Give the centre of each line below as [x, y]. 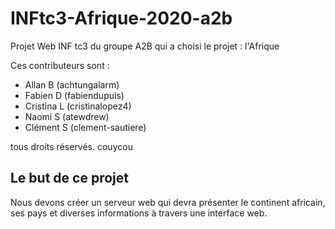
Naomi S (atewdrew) [67, 116]
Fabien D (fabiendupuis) [74, 95]
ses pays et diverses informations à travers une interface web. [139, 213]
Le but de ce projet [69, 178]
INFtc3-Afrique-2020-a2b [121, 18]
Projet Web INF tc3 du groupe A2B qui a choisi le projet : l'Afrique [145, 46]
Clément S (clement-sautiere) [85, 127]
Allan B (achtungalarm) [72, 84]
